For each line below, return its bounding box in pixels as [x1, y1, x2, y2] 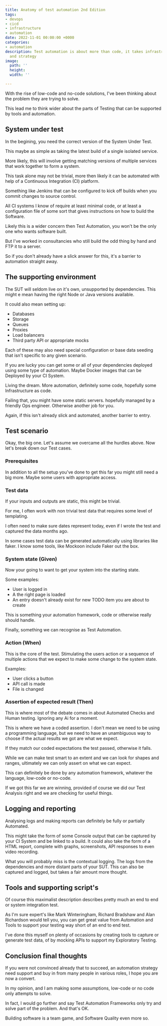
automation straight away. [5, 258, 58, 264]
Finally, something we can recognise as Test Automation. [5, 627, 122, 633]
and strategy [9, 53, 37, 59]
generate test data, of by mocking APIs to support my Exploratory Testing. [5, 937, 158, 943]
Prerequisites [5, 458, 38, 465]
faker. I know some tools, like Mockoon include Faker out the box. [5, 543, 139, 549]
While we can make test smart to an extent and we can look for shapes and [5, 755, 159, 761]
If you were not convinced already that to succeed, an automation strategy [5, 965, 158, 971]
